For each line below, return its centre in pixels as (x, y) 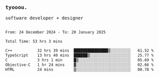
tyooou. (16, 7)
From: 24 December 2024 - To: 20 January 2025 (56, 32)
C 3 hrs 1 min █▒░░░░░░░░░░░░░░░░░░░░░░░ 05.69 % (79, 60)
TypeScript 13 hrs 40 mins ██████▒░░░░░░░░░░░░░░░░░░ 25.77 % (79, 55)
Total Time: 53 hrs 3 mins (34, 42)
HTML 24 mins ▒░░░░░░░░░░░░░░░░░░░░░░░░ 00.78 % (79, 69)
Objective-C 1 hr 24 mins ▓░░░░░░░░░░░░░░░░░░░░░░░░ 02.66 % (79, 65)
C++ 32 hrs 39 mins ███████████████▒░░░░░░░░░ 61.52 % (79, 51)
